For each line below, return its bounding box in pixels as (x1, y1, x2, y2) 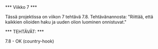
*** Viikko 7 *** (5, 4, 37, 10)
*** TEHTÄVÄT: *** (5, 29, 44, 34)
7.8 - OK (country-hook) (5, 38, 54, 44)
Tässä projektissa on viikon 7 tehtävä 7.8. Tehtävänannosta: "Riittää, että (5, 14, 154, 19)
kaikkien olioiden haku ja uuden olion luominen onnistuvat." (5, 19, 127, 25)
